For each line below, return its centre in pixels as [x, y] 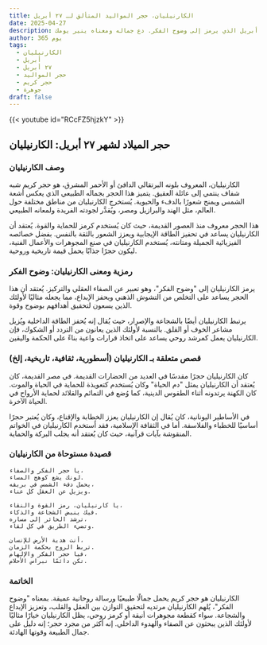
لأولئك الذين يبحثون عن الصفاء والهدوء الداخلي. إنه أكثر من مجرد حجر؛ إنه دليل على [131, 624]
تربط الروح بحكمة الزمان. [52, 547]
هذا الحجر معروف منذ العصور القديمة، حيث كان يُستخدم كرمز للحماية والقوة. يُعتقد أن [134, 225]
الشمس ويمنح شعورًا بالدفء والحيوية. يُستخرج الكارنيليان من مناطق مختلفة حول [127, 201]
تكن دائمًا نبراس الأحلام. [48, 561]
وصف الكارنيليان [37, 167]
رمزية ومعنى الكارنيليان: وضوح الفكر [71, 271]
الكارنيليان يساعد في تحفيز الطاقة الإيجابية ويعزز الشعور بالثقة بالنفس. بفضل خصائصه [134, 233]
